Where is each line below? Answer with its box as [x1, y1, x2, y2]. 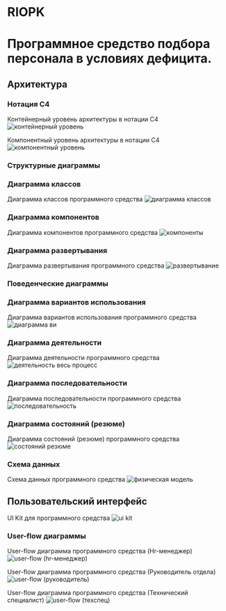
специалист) [7, 596, 45, 605]
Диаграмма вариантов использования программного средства [7, 313, 197, 322]
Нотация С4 [7, 99, 50, 108]
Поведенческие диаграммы [7, 279, 109, 288]
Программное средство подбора [7, 36, 211, 52]
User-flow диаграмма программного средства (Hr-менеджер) [7, 547, 193, 555]
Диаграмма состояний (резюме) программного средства [7, 434, 179, 443]
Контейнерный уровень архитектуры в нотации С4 [7, 115, 159, 124]
